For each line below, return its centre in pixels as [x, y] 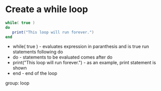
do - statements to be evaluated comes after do [62, 57]
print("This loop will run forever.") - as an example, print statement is [84, 63]
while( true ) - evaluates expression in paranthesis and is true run [81, 47]
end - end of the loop [35, 73]
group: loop [17, 83]
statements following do [38, 52]
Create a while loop [47, 9]
